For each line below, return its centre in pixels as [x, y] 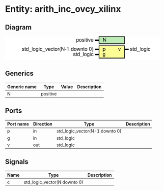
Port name [18, 124]
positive [49, 94]
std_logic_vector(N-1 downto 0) [89, 131]
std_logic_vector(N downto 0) [54, 182]
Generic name [22, 87]
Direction [43, 124]
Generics [19, 74]
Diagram [18, 27]
